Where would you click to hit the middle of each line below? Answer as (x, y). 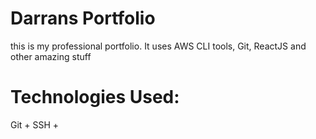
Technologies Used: (95, 97)
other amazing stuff (51, 56)
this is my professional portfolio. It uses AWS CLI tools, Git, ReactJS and (158, 46)
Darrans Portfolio (83, 18)
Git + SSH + (35, 124)
